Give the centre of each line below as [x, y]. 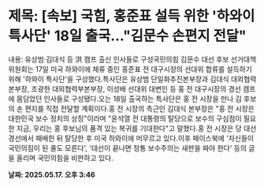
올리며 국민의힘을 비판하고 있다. [65, 158]
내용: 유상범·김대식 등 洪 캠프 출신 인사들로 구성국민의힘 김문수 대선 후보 [119, 59]
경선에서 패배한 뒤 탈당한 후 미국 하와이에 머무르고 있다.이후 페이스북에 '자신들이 [131, 138]
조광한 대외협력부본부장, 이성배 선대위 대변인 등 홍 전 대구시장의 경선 [136, 88]
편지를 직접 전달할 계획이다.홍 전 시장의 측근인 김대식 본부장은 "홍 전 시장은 [139, 108]
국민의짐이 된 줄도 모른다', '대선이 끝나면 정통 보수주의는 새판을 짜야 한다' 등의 [127, 148]
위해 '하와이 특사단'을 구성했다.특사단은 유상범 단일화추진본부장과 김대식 [119, 79]
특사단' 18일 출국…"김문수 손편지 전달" [127, 36]
